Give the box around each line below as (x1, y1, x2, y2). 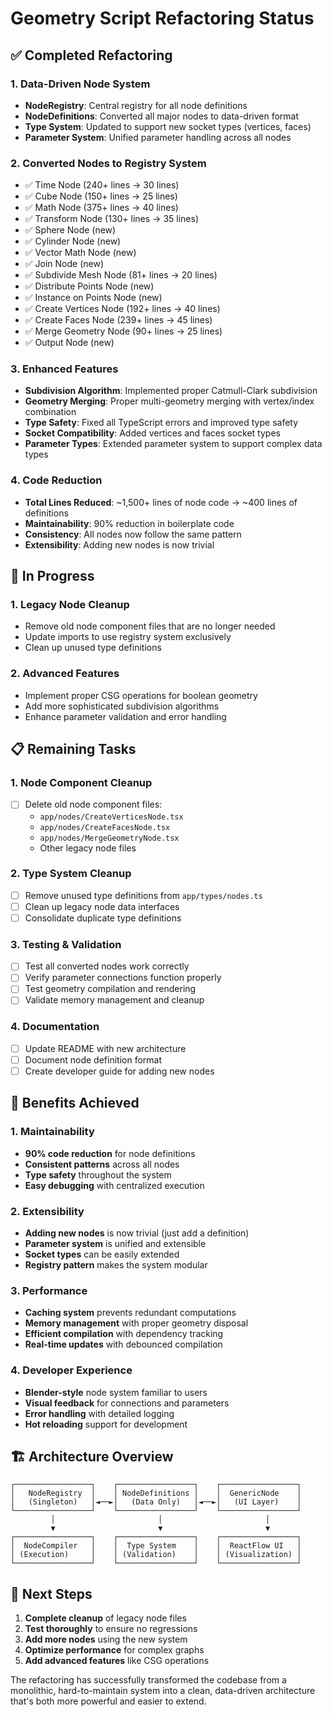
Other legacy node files (39, 842, 137, 854)
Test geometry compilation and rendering (24, 983, 197, 995)
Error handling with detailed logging (24, 1407, 175, 1419)
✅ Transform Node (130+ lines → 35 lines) (24, 213, 200, 225)
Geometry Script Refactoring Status (10, 7, 315, 30)
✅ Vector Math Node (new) (24, 247, 137, 259)
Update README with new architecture (24, 1042, 187, 1054)
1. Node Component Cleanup (10, 776, 153, 790)
